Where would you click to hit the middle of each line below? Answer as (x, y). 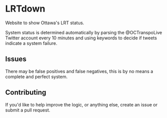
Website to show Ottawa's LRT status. (45, 23)
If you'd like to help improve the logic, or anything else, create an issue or (81, 104)
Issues (16, 59)
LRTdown (25, 9)
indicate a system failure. (31, 43)
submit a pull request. (28, 110)
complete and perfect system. (37, 77)
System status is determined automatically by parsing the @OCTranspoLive (84, 32)
